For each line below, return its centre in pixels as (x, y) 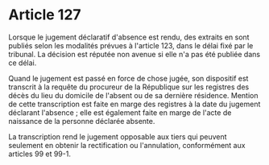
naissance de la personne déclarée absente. (82, 121)
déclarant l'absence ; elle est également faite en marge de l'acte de (120, 112)
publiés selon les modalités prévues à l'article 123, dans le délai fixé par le (131, 45)
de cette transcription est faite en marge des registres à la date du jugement (134, 104)
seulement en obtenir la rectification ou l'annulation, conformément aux (127, 145)
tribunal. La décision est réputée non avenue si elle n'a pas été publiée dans (134, 54)
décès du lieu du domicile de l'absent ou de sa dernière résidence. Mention (133, 95)
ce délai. (23, 63)
